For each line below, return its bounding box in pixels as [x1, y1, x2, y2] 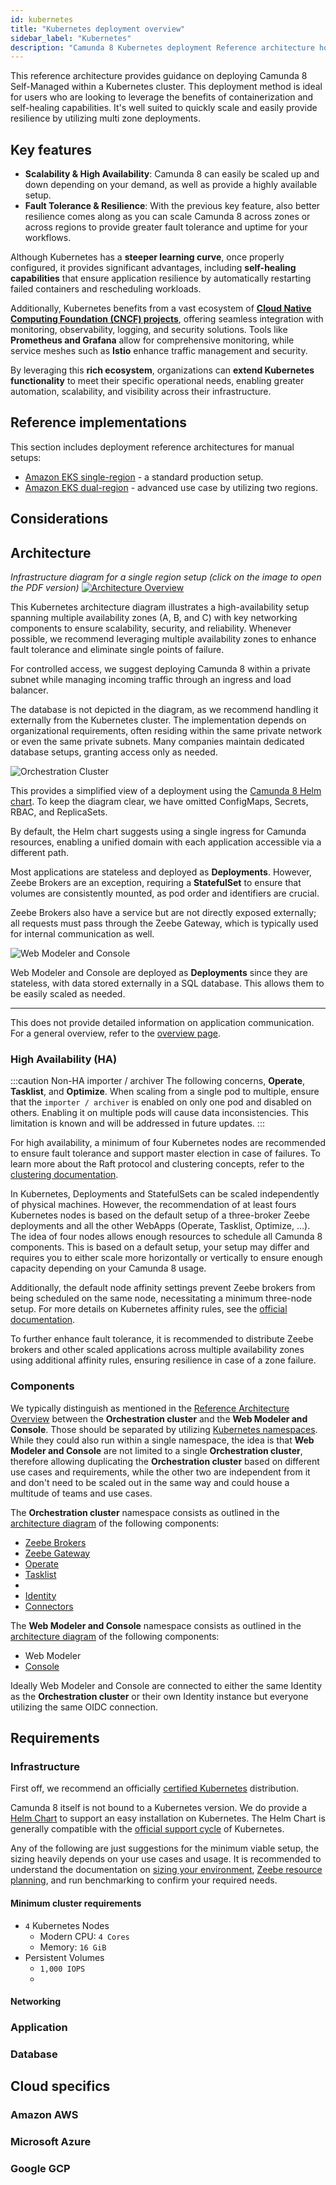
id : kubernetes [10, 14, 74, 25]
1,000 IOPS [39, 1964, 86, 1974]
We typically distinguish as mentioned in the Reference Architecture [10, 1402, 290, 1414]
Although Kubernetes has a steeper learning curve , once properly [10, 251, 285, 263]
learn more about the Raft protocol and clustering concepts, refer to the [10, 1158, 305, 1170]
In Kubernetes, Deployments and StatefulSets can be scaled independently [10, 1188, 320, 1200]
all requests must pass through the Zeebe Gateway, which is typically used [10, 917, 319, 930]
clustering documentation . [10, 1169, 119, 1181]
